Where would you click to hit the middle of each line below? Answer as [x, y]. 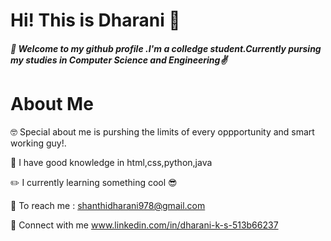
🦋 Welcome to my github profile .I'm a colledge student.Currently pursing [166, 48]
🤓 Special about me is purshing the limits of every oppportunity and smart [162, 131]
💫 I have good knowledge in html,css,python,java [111, 162]
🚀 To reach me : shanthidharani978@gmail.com [108, 205]
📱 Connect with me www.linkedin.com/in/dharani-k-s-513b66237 [144, 225]
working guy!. [38, 143]
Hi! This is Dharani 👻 [95, 20]
